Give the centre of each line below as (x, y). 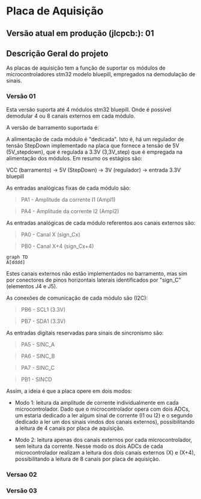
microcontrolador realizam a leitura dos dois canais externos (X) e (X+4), (105, 452)
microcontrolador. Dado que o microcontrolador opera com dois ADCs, (102, 409)
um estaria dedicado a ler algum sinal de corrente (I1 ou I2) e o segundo (104, 415)
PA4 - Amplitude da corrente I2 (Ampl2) (70, 211)
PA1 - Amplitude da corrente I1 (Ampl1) (68, 199)
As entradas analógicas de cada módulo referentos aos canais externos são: (101, 223)
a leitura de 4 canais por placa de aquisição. (70, 428)
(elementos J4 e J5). (32, 286)
